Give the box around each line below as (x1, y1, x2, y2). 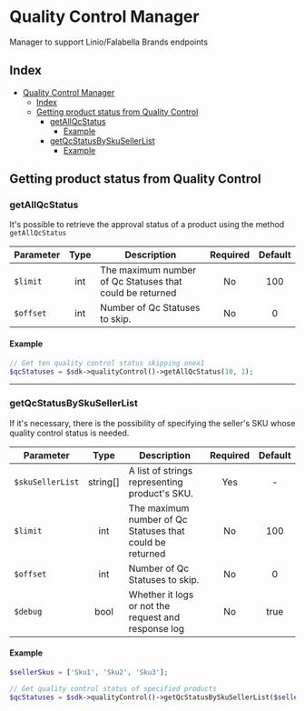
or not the (128, 599, 171, 612)
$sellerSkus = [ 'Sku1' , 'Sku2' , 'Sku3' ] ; (9, 667, 169, 676)
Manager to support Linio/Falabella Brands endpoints (9, 36, 209, 47)
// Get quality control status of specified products (9, 684, 218, 693)
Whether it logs (128, 588, 194, 601)
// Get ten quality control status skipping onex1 (9, 358, 205, 367)
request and (128, 611, 180, 624)
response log (128, 622, 184, 635)
